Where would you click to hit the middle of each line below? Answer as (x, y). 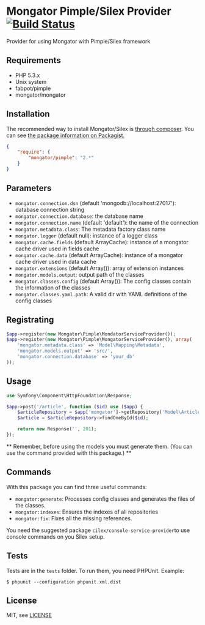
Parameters (29, 188)
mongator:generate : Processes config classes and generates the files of (105, 499)
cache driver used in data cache (56, 261)
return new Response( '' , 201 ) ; (57, 429)
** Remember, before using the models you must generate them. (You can (99, 446)
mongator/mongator (40, 95)
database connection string (50, 209)
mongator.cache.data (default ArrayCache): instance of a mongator (99, 255)
